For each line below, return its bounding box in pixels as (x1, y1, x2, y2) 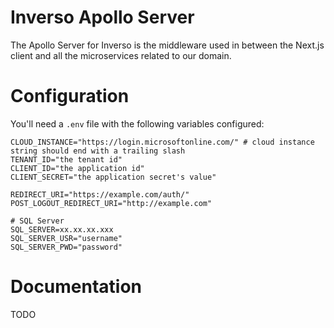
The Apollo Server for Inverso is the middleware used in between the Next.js (10, 39, 325, 51)
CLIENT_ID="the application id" (10, 163, 145, 173)
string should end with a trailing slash (10, 146, 186, 156)
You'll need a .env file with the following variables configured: (10, 117, 265, 130)
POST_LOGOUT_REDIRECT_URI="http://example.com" (10, 198, 213, 208)
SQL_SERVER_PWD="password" (10, 242, 123, 252)
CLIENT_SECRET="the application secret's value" (10, 172, 217, 182)
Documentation (10, 276, 143, 298)
